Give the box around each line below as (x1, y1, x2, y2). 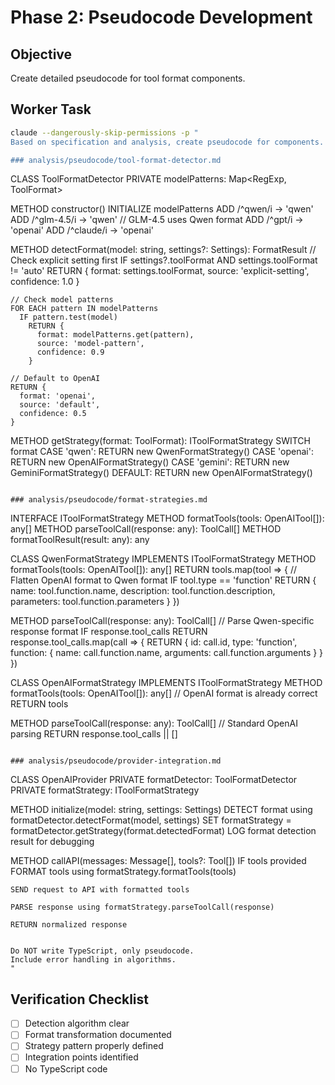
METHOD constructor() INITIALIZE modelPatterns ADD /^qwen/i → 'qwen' (10, 203, 314, 215)
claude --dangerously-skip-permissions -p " (10, 127, 199, 138)
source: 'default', (19, 400, 101, 410)
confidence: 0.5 (19, 409, 87, 419)
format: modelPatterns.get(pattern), (36, 330, 195, 340)
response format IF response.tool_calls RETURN (10, 626, 208, 638)
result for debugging (10, 836, 95, 848)
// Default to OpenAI (10, 374, 101, 384)
